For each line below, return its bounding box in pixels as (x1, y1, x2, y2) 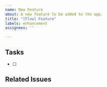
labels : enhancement (5, 21, 48, 26)
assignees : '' (5, 26, 35, 30)
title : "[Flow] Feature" (5, 16, 56, 21)
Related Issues (5, 75, 52, 84)
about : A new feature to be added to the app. (5, 12, 103, 17)
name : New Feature (5, 7, 43, 12)
